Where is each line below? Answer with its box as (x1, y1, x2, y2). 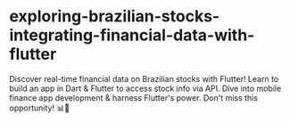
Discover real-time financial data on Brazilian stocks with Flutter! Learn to (9, 73, 279, 84)
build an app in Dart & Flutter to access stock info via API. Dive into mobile (9, 83, 282, 94)
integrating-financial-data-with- (9, 25, 255, 45)
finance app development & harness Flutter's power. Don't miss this (9, 92, 259, 103)
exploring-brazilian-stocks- (9, 6, 220, 27)
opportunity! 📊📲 (9, 102, 70, 113)
